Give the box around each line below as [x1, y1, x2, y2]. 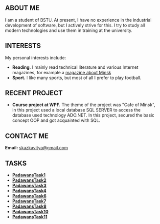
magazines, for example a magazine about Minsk [12, 69, 112, 75]
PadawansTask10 [12, 209, 49, 215]
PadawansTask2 [12, 177, 46, 183]
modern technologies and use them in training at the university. [5, 27, 133, 33]
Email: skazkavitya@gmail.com [5, 145, 69, 151]
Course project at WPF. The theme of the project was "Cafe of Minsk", [12, 102, 156, 108]
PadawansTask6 [12, 193, 46, 199]
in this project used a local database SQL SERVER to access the [12, 107, 141, 113]
